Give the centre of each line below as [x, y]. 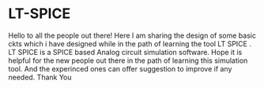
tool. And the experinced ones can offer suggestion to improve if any [120, 68]
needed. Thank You [40, 77]
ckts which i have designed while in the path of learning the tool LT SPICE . [130, 43]
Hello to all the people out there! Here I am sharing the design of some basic [132, 35]
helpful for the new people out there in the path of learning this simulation [128, 60]
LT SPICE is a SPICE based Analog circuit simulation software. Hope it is [125, 52]
